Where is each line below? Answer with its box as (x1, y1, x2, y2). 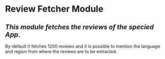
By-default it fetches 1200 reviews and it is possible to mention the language (5, 43, 161, 49)
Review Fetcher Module (5, 3, 103, 15)
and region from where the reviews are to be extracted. (5, 49, 117, 54)
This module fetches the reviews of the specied (5, 23, 154, 31)
